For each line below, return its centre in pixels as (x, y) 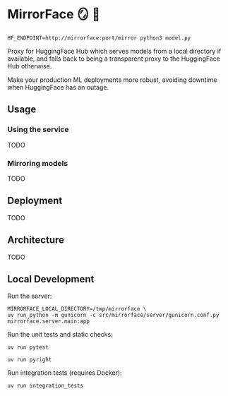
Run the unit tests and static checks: (60, 335)
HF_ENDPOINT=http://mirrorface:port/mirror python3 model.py (99, 38)
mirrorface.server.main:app (49, 322)
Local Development (51, 279)
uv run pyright (30, 360)
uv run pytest (28, 347)
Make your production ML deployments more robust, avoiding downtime (112, 80)
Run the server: (30, 296)
